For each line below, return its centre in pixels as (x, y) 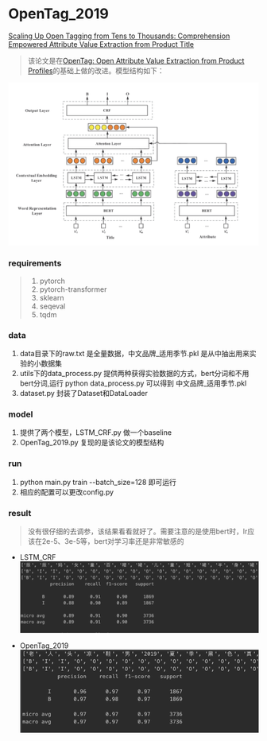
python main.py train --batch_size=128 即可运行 (98, 482)
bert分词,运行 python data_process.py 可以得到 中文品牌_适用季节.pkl (133, 383)
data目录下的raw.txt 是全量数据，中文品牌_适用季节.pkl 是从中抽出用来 (135, 354)
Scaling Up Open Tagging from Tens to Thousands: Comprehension (119, 36)
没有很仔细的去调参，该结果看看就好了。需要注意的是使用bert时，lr (137, 532)
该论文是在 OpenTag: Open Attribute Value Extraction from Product (136, 60)
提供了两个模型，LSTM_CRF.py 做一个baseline (96, 433)
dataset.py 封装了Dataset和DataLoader (84, 394)
